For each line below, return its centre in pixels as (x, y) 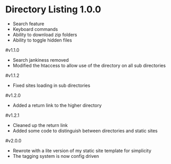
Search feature (28, 24)
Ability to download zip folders (45, 34)
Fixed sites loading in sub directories (51, 85)
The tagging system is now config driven (56, 156)
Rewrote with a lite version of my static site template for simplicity (82, 151)
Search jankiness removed (41, 60)
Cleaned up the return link (40, 125)
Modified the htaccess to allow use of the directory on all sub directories (89, 65)
